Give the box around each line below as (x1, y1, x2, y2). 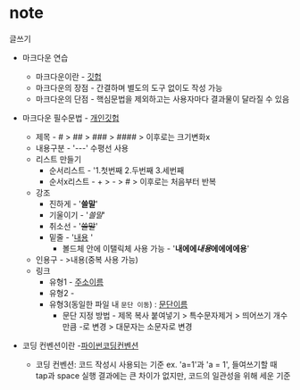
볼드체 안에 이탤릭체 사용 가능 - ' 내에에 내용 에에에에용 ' (62, 243, 250, 253)
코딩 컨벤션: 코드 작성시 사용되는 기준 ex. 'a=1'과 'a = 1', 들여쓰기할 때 (35, 359, 278, 369)
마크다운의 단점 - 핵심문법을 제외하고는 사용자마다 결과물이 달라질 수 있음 (35, 93, 290, 104)
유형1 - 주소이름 (48, 276, 104, 287)
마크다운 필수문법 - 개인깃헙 (21, 112, 120, 123)
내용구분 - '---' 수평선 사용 (35, 142, 129, 154)
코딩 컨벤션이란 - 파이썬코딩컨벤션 (21, 340, 139, 351)
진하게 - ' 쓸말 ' (48, 198, 98, 209)
